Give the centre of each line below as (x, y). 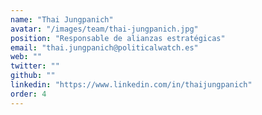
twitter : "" (35, 66)
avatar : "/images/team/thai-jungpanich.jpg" (104, 29)
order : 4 (28, 94)
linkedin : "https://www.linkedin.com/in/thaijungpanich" (131, 85)
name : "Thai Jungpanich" (62, 19)
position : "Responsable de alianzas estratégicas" (118, 38)
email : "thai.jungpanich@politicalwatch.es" (104, 47)
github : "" (33, 76)
